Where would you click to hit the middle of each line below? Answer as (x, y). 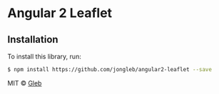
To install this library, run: (45, 56)
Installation (33, 40)
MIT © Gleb (25, 83)
